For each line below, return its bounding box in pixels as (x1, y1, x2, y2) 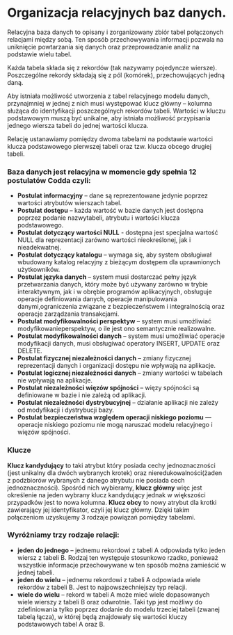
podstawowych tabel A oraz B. (17, 620, 106, 628)
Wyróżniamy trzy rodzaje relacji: (7, 530, 120, 540)
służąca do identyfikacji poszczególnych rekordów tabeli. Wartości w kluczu (7, 106, 226, 115)
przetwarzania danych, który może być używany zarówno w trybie (17, 280, 209, 289)
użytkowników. (17, 266, 61, 274)
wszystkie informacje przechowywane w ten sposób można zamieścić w (17, 561, 226, 569)
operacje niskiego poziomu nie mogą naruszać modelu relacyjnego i (17, 421, 214, 429)
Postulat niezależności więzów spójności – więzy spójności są (17, 384, 200, 392)
